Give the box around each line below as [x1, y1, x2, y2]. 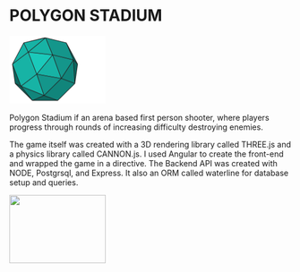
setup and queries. [9, 177, 79, 188]
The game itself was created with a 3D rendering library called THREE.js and [9, 140, 291, 150]
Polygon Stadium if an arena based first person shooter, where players [9, 113, 270, 123]
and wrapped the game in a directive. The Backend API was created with [9, 158, 278, 169]
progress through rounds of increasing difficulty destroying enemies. [9, 122, 264, 132]
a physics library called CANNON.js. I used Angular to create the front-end [9, 149, 284, 159]
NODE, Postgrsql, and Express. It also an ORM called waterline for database [9, 167, 289, 179]
